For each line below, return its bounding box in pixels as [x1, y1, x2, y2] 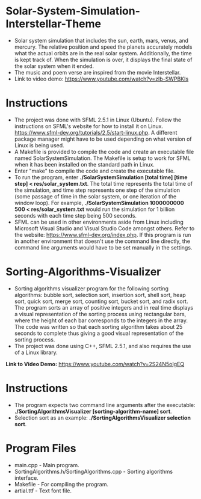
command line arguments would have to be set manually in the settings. [14, 243, 193, 251]
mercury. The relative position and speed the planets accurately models [14, 43, 193, 51]
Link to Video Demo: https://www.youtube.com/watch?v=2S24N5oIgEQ [5, 360, 185, 367]
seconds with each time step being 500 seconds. [14, 212, 137, 219]
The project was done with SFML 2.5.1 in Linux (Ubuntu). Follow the [14, 116, 182, 123]
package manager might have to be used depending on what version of [14, 135, 192, 142]
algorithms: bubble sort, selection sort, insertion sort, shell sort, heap [14, 291, 186, 298]
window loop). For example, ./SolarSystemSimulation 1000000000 [14, 199, 184, 206]
